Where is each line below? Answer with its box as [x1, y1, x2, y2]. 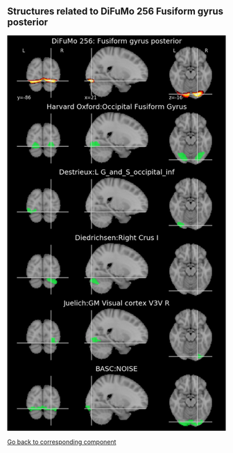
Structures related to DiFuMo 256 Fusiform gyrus [7, 6, 224, 17]
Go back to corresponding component [7, 438, 116, 446]
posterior [7, 17, 49, 29]
